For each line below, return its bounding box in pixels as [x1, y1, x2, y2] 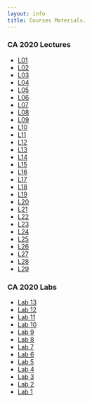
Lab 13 [17, 298, 37, 307]
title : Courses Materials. [7, 17, 86, 24]
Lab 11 [17, 313, 36, 321]
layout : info [7, 10, 46, 18]
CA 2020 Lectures [7, 40, 72, 50]
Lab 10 [17, 321, 37, 329]
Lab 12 [17, 306, 37, 314]
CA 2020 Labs [7, 282, 58, 292]
